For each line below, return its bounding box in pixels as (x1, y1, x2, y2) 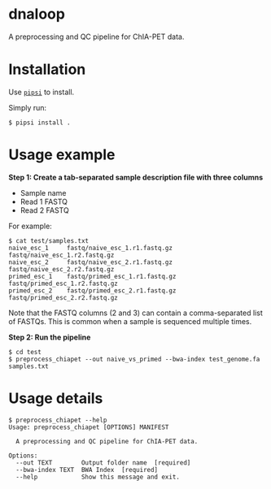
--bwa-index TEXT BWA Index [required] (15, 465, 159, 474)
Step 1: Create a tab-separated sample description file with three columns (8, 172, 264, 182)
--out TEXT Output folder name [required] (15, 458, 191, 467)
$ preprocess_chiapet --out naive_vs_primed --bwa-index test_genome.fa (8, 355, 260, 363)
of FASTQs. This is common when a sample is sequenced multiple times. (8, 316, 252, 326)
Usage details (8, 389, 103, 407)
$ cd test (8, 348, 42, 356)
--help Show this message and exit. (15, 473, 181, 481)
